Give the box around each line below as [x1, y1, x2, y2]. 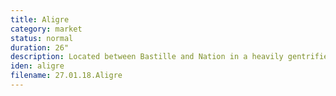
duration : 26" [10, 42, 70, 53]
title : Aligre [10, 14, 70, 25]
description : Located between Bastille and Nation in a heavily [10, 52, 284, 62]
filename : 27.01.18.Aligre [10, 71, 123, 81]
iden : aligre [10, 61, 65, 71]
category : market [10, 24, 83, 34]
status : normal [10, 33, 74, 43]
